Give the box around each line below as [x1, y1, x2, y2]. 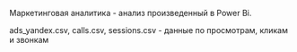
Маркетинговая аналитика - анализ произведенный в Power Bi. [9, 8, 252, 18]
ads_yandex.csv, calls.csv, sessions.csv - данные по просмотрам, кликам [9, 25, 289, 35]
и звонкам [9, 35, 49, 45]
